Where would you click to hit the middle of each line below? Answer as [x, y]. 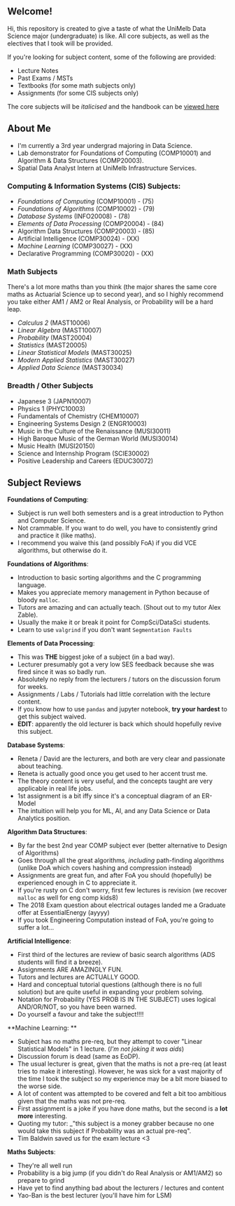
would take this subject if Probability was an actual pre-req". [104, 1131]
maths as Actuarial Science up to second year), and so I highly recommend [115, 295]
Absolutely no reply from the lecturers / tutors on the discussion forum [119, 679]
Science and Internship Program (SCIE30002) [83, 453]
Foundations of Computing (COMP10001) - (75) [85, 201]
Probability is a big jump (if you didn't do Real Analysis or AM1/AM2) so [120, 1173]
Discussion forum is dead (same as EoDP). [79, 1057]
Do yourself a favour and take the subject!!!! [80, 1014]
